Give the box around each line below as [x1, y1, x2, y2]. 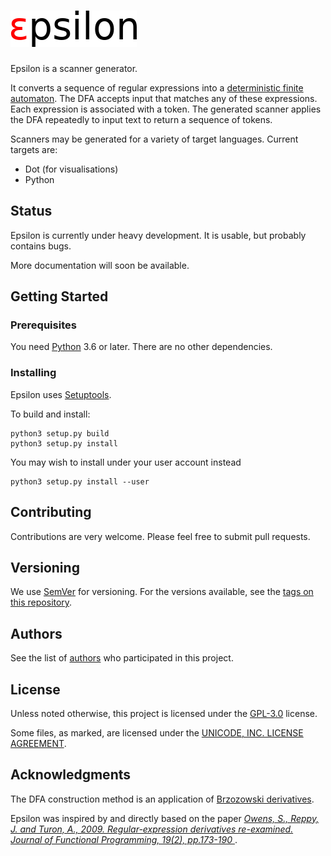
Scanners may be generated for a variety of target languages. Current [10, 133, 299, 145]
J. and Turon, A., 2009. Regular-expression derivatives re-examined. [10, 823, 294, 835]
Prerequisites [10, 318, 77, 332]
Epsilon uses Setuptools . [10, 388, 112, 400]
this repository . [10, 596, 73, 609]
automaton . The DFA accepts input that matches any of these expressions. [10, 92, 318, 104]
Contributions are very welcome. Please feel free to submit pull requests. [10, 530, 311, 542]
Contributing [10, 504, 92, 521]
